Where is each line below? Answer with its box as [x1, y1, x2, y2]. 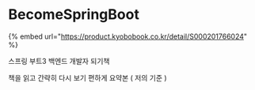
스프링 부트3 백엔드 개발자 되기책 [8, 56, 110, 66]
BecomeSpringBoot [8, 6, 140, 24]
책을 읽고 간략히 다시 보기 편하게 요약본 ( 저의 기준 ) [8, 73, 168, 82]
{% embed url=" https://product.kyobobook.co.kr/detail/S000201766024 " [8, 32, 248, 41]
